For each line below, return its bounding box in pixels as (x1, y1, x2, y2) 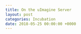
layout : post (5, 12, 33, 17)
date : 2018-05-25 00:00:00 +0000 (5, 21, 76, 26)
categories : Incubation (5, 16, 56, 21)
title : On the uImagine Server (5, 7, 72, 12)
